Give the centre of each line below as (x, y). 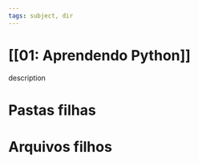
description (27, 78)
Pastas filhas (52, 110)
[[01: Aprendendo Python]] (99, 55)
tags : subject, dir (41, 16)
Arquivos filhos (60, 147)
